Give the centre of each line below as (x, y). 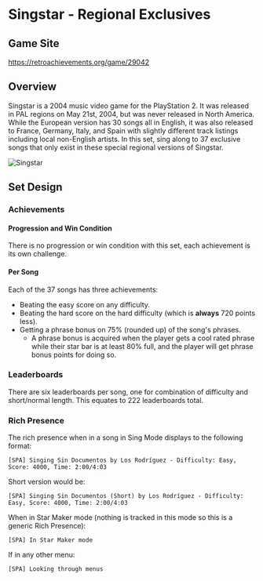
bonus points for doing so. (74, 354)
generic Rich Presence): (47, 526)
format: (20, 446)
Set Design (35, 187)
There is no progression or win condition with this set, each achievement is (130, 245)
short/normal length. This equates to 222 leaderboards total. (106, 400)
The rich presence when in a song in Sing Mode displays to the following (126, 438)
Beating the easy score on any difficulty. (85, 304)
